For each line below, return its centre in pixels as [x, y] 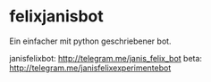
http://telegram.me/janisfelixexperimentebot [90, 68]
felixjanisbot [57, 16]
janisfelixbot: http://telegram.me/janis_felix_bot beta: [106, 58]
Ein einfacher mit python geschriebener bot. [90, 41]
